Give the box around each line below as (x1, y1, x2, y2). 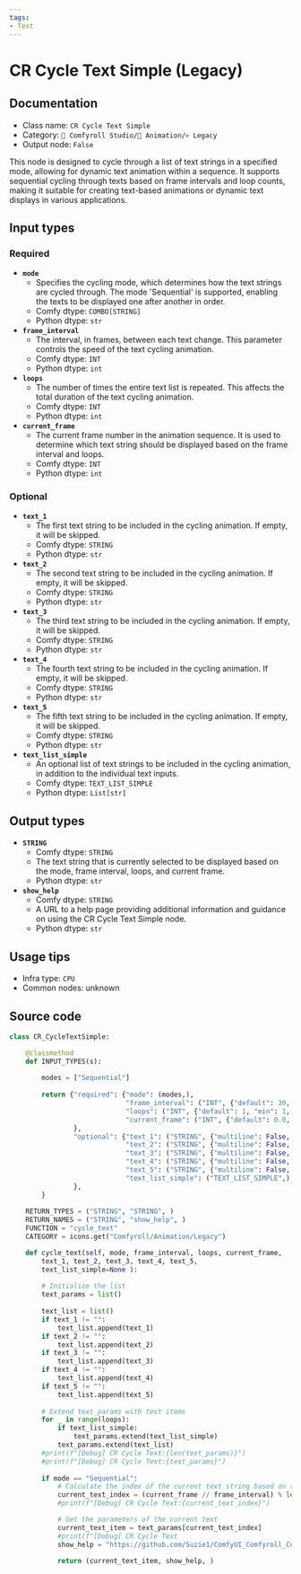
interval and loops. (35, 449, 105, 460)
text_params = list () (41, 1290, 123, 1299)
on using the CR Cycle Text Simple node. (35, 913, 186, 925)
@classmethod (25, 1048, 74, 1058)
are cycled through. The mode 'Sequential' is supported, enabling (35, 286, 279, 297)
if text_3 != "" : (41, 1349, 106, 1358)
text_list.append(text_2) (56, 1340, 154, 1350)
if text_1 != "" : (41, 1315, 106, 1324)
